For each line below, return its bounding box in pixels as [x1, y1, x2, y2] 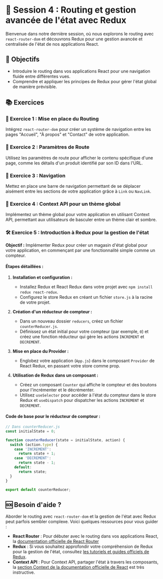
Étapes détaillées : [5, 264, 44, 270]
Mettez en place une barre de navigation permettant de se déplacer [5, 183, 141, 189]
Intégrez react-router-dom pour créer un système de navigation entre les [5, 127, 151, 132]
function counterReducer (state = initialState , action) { [5, 437, 125, 442]
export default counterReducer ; [5, 487, 71, 492]
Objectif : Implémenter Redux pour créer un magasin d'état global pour [5, 242, 148, 248]
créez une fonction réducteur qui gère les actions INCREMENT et [19, 333, 145, 340]
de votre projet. [19, 299, 51, 305]
